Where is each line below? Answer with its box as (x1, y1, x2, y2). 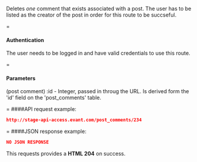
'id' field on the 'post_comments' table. (6, 94, 101, 101)
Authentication (6, 36, 45, 43)
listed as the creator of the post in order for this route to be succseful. (6, 11, 177, 18)
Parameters (6, 74, 36, 82)
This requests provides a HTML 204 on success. (6, 150, 126, 157)
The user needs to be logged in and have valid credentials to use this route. (6, 50, 191, 57)
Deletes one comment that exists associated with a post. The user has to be (6, 5, 192, 12)
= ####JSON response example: (6, 128, 87, 135)
